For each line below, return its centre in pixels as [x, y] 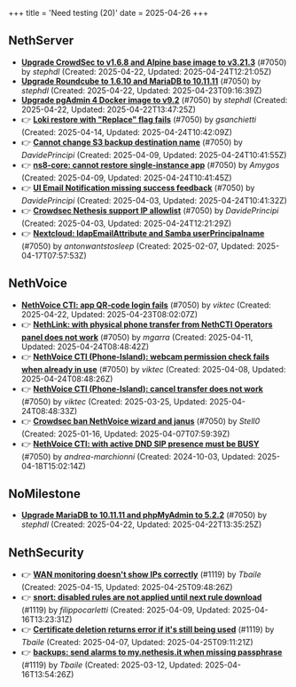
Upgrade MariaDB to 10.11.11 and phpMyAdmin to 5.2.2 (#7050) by [144, 515]
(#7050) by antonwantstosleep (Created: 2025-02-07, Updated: [138, 246]
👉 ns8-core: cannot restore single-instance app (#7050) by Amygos [150, 164]
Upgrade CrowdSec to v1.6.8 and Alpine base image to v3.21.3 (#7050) [154, 62]
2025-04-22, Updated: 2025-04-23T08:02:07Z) [109, 314]
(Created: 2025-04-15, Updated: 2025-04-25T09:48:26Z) [127, 587]
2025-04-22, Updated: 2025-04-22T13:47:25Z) [109, 109]
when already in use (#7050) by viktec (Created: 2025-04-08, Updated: [153, 369]
